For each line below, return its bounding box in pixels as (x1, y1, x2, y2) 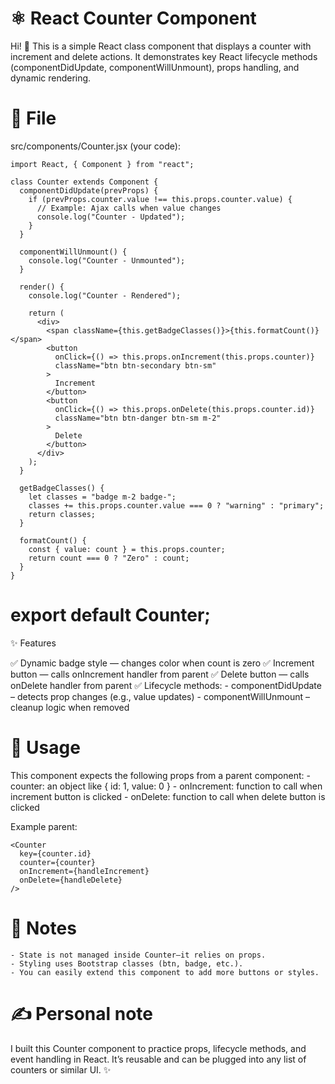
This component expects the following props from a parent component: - (10, 769, 311, 781)
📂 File (10, 107, 57, 130)
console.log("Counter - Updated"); (36, 212, 186, 222)
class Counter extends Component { (10, 177, 159, 187)
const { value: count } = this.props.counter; (28, 544, 226, 554)
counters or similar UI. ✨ (10, 1063, 112, 1076)
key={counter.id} (19, 848, 92, 859)
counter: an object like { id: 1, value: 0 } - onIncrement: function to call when (10, 780, 323, 792)
